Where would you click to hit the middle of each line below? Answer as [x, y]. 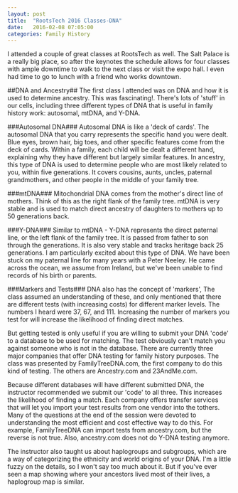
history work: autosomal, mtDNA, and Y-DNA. [74, 113]
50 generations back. [38, 216]
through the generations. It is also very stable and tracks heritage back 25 [115, 245]
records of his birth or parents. [52, 275]
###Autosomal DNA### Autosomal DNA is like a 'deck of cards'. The [108, 127]
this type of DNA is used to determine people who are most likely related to [117, 165]
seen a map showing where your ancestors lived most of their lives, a [109, 475]
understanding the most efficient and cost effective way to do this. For [110, 423]
